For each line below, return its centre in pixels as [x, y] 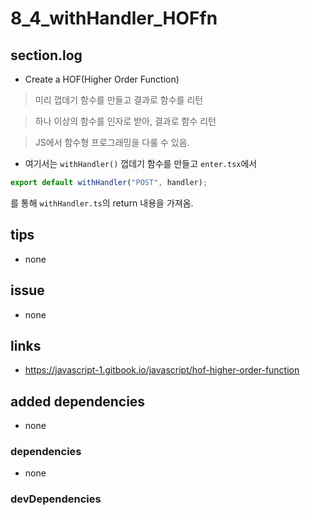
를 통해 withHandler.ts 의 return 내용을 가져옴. [102, 203]
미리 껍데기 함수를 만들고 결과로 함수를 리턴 [119, 100]
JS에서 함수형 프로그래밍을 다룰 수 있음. [112, 142]
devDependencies [56, 499]
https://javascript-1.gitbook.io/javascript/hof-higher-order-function [162, 370]
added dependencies [78, 401]
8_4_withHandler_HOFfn [114, 18]
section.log [46, 55]
